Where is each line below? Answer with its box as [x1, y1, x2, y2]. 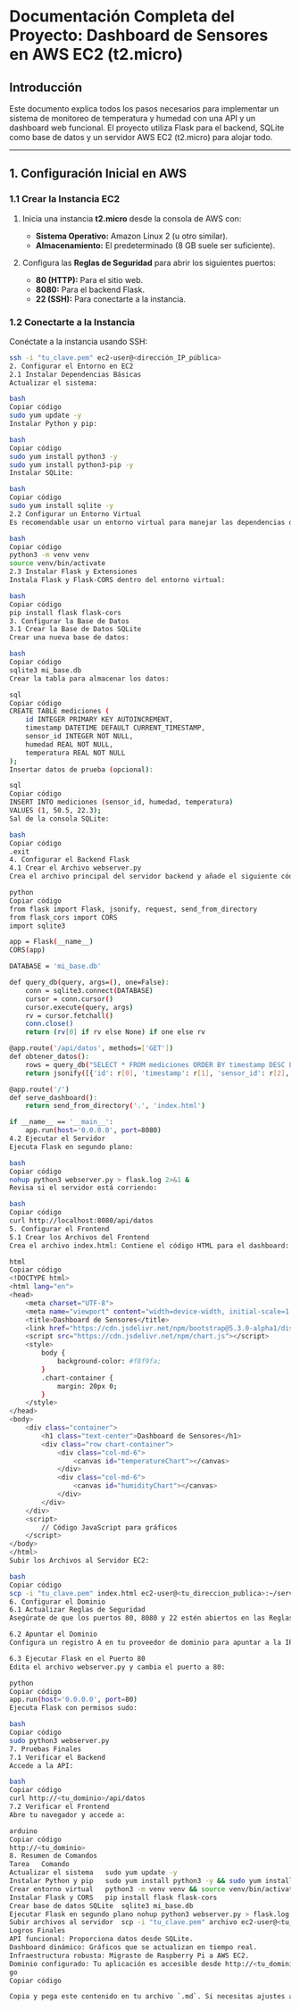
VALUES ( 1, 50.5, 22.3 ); [9, 806, 102, 815]
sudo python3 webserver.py [9, 1736, 110, 1745]
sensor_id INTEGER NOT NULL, [25, 732, 134, 741]
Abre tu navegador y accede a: [9, 1810, 126, 1819]
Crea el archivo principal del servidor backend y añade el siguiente [9, 872, 278, 881]
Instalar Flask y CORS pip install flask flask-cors [9, 1893, 218, 1902]
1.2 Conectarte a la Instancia [9, 315, 136, 328]
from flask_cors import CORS [9, 913, 118, 922]
